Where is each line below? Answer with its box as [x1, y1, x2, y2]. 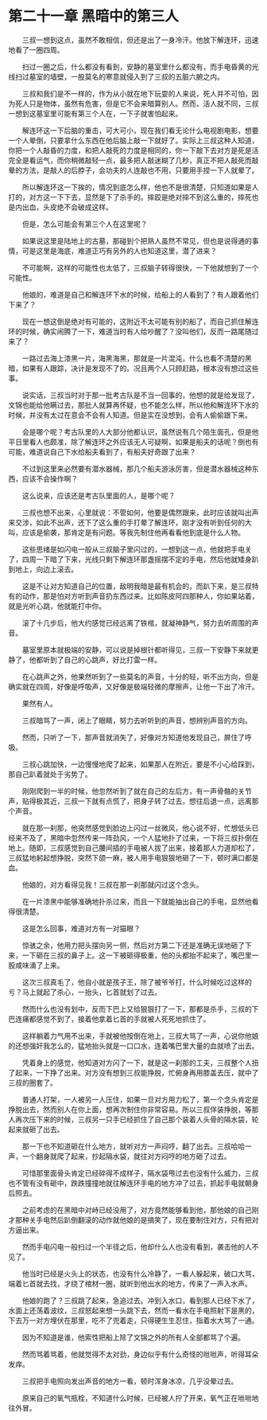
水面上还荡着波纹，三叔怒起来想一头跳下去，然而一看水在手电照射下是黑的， [8, 1305, 259, 1315]
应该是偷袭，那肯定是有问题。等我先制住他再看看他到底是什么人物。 [21, 527, 245, 537]
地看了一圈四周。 [8, 45, 64, 54]
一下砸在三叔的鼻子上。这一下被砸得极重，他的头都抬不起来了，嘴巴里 [21, 950, 252, 960]
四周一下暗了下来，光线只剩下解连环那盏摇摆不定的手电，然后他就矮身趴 [21, 554, 259, 564]
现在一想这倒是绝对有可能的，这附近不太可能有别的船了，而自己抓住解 [21, 316, 252, 326]
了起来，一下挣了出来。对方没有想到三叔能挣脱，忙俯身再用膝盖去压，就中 [8, 1067, 252, 1077]
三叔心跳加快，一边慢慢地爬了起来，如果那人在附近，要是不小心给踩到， [21, 759, 259, 769]
